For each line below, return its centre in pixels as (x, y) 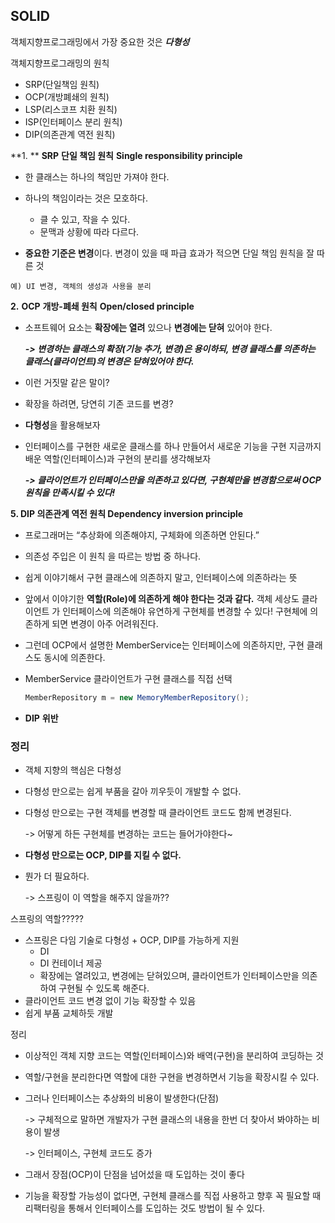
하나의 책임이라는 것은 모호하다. (86, 198)
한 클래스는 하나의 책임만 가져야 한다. (97, 176)
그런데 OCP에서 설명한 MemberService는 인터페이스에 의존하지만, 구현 (164, 645)
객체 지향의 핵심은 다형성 (73, 770)
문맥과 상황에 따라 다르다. (89, 231)
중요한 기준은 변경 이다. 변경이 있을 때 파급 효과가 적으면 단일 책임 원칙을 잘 (169, 253)
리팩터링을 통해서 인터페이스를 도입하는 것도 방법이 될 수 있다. (145, 1208)
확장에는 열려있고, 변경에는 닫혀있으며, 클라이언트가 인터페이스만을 (169, 975)
